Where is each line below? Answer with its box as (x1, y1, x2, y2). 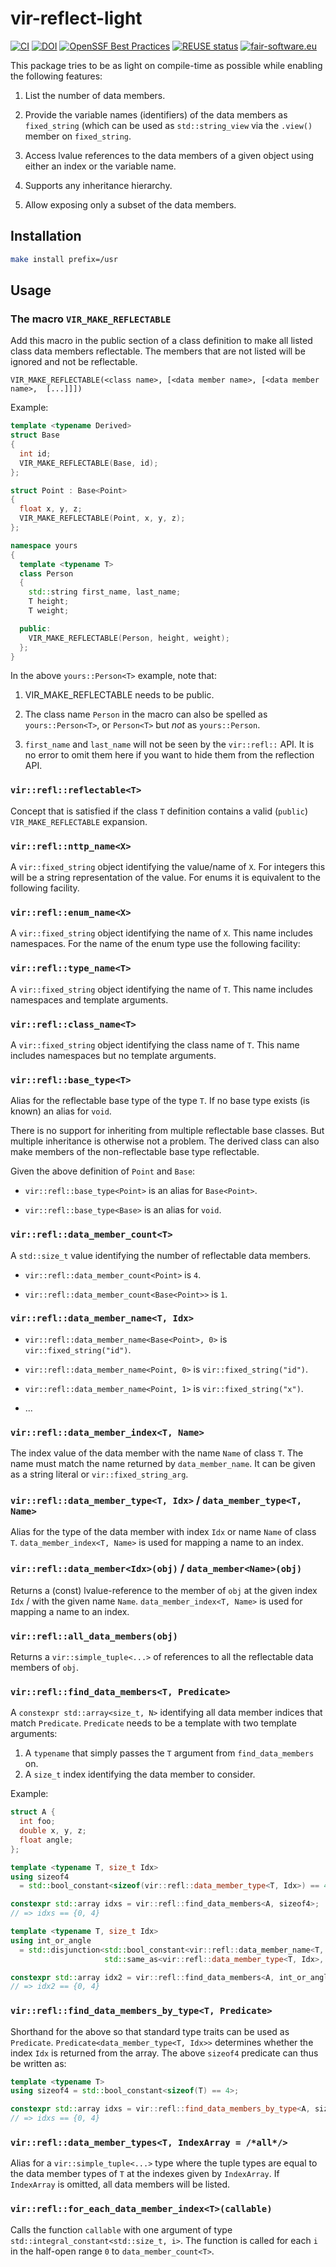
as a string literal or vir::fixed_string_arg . (10, 1468, 189, 1481)
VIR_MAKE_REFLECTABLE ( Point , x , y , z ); (19, 513, 186, 524)
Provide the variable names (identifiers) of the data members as (24, 108, 288, 121)
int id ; (19, 448, 52, 459)
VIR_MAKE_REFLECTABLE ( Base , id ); (19, 458, 159, 468)
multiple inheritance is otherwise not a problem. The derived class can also (10, 1135, 320, 1147)
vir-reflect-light (10, 7, 143, 30)
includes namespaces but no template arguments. (10, 1049, 217, 1061)
